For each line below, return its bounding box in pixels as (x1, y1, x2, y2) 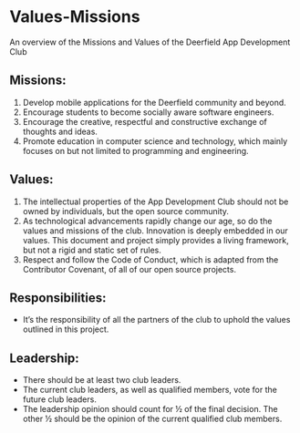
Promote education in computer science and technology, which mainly (22, 135, 288, 147)
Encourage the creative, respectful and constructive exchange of (22, 116, 267, 127)
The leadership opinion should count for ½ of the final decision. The (22, 404, 278, 415)
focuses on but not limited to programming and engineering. (22, 145, 249, 156)
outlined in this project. (22, 324, 109, 335)
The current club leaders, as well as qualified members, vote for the (22, 385, 278, 396)
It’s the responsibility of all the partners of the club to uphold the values (22, 314, 291, 325)
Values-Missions (9, 6, 140, 27)
